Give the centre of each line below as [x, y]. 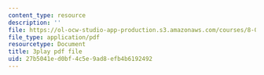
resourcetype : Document [47, 45]
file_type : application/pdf [54, 37]
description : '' [35, 23]
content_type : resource [47, 15]
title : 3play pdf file [45, 52]
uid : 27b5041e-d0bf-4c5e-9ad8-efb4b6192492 [81, 59]
